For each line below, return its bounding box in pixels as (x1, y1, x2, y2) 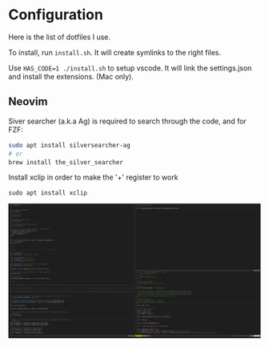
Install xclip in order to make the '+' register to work (8, 172, 179, 182)
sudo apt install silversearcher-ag (8, 141, 130, 149)
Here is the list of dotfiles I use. (8, 32, 110, 42)
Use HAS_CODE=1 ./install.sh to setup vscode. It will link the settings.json (8, 63, 252, 73)
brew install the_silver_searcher (8, 158, 124, 166)
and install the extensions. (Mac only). (8, 71, 134, 81)
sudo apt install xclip (8, 189, 88, 197)
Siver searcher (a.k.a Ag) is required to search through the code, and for (8, 116, 247, 126)
